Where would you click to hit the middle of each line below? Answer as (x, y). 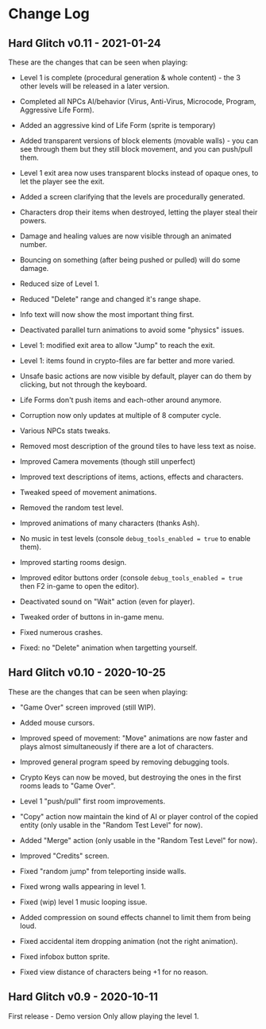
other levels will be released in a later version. (94, 86)
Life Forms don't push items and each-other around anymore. (121, 400)
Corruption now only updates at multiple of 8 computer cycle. (120, 415)
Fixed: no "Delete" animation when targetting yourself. (108, 648)
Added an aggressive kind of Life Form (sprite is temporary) (118, 125)
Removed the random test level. (71, 508)
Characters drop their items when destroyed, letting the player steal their (139, 212)
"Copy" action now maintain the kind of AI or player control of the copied (139, 816)
